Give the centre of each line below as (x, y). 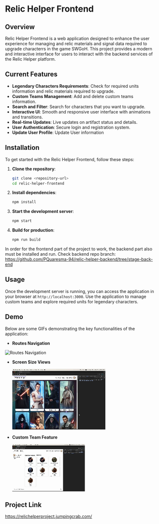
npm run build (26, 240)
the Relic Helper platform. (30, 59)
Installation (22, 148)
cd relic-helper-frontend (38, 183)
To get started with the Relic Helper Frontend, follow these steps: (70, 159)
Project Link (23, 505)
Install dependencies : (34, 193)
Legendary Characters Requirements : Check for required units (75, 86)
